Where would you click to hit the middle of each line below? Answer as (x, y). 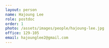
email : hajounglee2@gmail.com (37, 38)
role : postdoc (20, 19)
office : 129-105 (22, 33)
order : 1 (14, 24)
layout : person (21, 10)
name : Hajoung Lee (24, 14)
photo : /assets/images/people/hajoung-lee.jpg (55, 28)
